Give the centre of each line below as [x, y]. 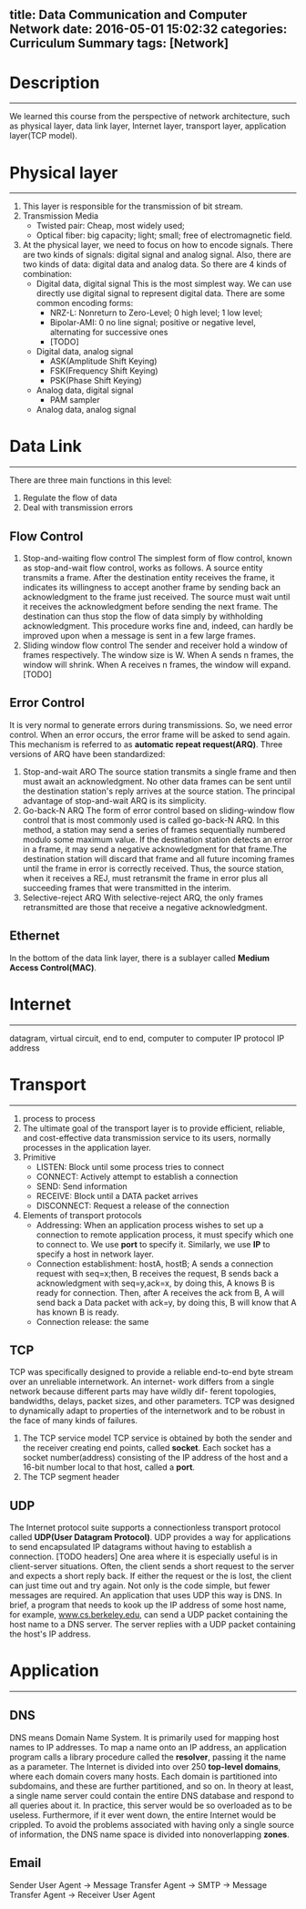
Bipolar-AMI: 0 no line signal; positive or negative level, [153, 323]
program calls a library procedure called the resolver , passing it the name [148, 1757]
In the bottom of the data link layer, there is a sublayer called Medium [140, 958]
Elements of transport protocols [82, 1215]
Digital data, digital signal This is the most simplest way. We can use [164, 284]
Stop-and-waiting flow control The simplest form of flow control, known [158, 559]
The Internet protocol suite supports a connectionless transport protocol [145, 1528]
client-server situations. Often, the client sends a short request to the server [152, 1566]
